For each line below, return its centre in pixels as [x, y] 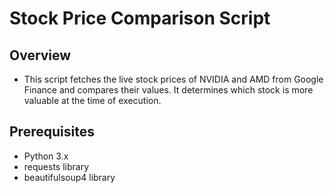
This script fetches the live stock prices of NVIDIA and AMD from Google [173, 79]
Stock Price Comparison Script [140, 18]
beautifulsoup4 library [69, 177]
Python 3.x [46, 156]
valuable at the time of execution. [92, 100]
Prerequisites [52, 132]
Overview [40, 55]
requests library [56, 166]
